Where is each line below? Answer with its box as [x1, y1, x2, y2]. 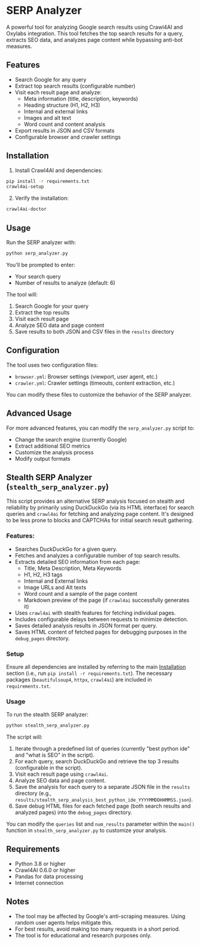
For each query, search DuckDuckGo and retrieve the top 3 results [14, 758, 179, 765]
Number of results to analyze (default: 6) [14, 279, 116, 286]
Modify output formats [14, 455, 71, 462]
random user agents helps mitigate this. [14, 919, 113, 926]
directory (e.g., [14, 790, 52, 797]
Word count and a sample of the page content [23, 590, 138, 597]
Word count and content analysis [23, 121, 106, 128]
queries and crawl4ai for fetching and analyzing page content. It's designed [6, 511, 193, 518]
